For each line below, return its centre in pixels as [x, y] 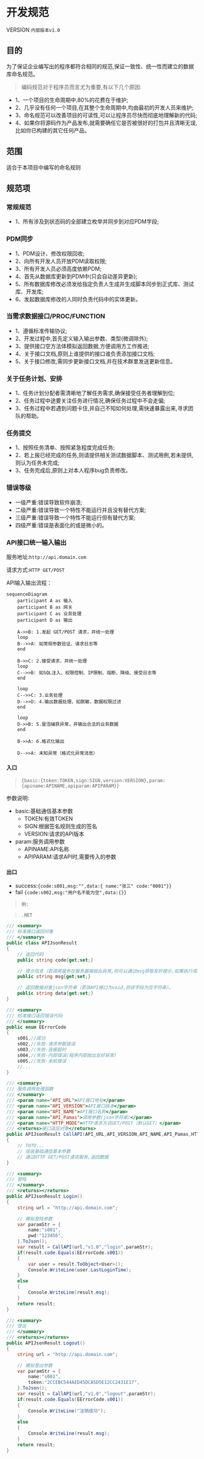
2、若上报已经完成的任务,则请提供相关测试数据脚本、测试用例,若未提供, [104, 455]
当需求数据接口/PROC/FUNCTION [56, 316]
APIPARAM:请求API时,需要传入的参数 [70, 857]
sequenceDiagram [27, 594]
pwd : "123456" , [46, 1236]
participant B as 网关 [45, 607]
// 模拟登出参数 [35, 1365]
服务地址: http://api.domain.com [46, 557]
